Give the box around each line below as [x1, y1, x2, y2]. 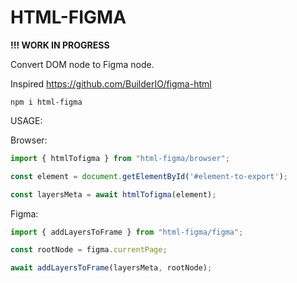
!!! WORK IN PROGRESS [10, 39, 110, 51]
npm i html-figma [10, 97, 83, 107]
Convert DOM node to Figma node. [10, 58, 155, 70]
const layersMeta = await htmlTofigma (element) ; [10, 189, 217, 200]
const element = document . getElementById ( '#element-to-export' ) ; [10, 171, 288, 181]
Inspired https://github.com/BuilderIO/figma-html [10, 77, 212, 90]
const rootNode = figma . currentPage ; [10, 245, 168, 255]
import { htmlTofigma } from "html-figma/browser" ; [10, 153, 230, 163]
